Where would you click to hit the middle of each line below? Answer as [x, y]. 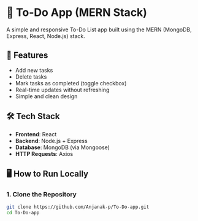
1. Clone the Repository [41, 194]
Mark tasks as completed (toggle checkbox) [71, 83]
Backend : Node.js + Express [51, 141]
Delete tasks [31, 77]
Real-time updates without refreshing [62, 90]
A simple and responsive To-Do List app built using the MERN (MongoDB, [99, 29]
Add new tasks [34, 70]
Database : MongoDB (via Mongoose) [63, 147]
